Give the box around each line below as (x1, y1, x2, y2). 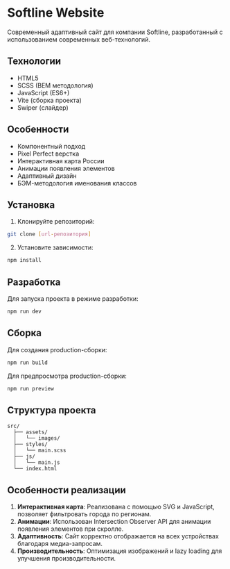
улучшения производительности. (17, 554, 116, 562)
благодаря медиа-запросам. (17, 540, 103, 547)
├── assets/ (13, 429, 48, 436)
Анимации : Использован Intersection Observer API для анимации (17, 518, 211, 525)
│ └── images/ (13, 435, 60, 442)
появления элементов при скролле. (17, 525, 124, 533)
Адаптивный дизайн (17, 172, 77, 180)
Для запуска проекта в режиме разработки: (7, 294, 139, 303)
